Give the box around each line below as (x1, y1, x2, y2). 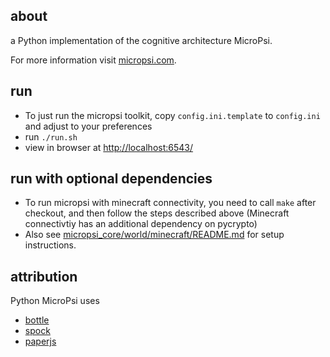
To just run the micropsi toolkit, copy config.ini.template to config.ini (24, 109, 321, 121)
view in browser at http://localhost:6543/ (24, 141, 194, 153)
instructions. (24, 239, 77, 251)
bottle (24, 314, 50, 326)
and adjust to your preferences (24, 120, 153, 132)
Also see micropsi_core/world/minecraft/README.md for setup (24, 229, 285, 241)
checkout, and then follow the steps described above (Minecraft (24, 207, 290, 219)
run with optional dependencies (10, 170, 213, 188)
